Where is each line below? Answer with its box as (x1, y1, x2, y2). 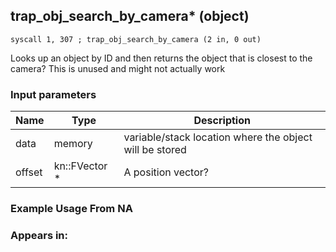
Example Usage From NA (10, 202, 133, 216)
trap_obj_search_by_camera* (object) (10, 8, 250, 25)
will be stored (123, 143, 187, 157)
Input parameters (10, 87, 97, 101)
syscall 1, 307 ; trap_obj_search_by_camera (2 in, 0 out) (10, 34, 262, 44)
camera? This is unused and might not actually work (10, 62, 226, 74)
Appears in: (10, 228, 69, 242)
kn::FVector (53, 159, 108, 173)
